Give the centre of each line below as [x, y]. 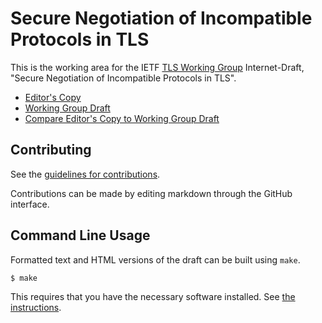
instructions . [36, 308]
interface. [30, 204]
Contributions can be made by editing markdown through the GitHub [151, 193]
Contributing [51, 150]
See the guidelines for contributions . [85, 174]
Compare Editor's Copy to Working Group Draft [122, 118]
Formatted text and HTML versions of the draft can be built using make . [155, 259]
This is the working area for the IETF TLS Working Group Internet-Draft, [157, 67]
